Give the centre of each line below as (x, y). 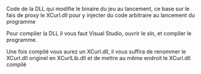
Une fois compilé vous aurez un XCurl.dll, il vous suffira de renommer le (96, 52)
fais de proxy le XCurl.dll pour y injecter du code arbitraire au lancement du (101, 15)
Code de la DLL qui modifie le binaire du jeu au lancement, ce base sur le (98, 9)
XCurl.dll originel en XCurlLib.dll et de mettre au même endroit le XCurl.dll (98, 58)
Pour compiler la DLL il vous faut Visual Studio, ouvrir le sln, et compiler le (99, 33)
